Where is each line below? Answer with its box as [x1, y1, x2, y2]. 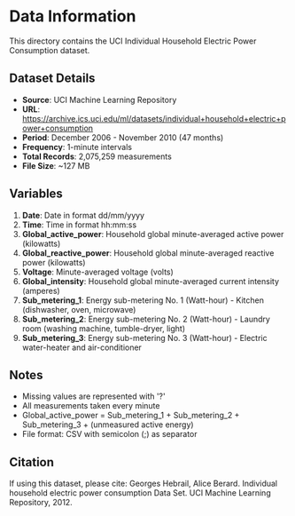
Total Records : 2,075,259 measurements [21, 151, 173, 162]
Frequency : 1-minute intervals [21, 141, 133, 152]
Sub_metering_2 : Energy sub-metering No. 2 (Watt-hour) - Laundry [21, 314, 270, 324]
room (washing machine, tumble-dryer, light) [21, 322, 186, 334]
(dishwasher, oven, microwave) [21, 304, 136, 314]
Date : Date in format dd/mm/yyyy [21, 210, 144, 220]
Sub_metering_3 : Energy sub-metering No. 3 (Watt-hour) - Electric [21, 332, 268, 343]
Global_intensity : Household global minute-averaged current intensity [21, 275, 280, 286]
